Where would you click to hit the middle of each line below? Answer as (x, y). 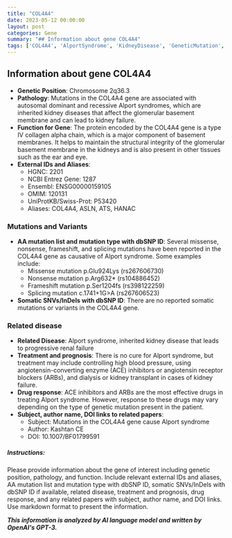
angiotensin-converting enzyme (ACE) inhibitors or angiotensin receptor (120, 370)
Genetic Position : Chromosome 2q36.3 (73, 90)
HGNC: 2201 (45, 171)
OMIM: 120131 (47, 193)
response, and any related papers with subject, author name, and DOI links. (115, 499)
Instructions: (26, 452)
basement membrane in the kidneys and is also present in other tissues (119, 149)
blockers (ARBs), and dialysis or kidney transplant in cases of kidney (115, 378)
